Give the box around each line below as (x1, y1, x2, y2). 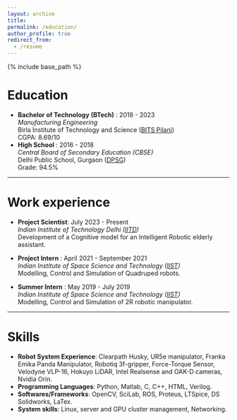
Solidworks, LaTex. (17, 397, 73, 406)
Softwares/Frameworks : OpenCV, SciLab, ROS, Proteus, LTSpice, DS (17, 390, 220, 398)
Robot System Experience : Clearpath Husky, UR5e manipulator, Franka (17, 352, 226, 361)
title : (7, 17, 27, 24)
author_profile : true (7, 30, 71, 37)
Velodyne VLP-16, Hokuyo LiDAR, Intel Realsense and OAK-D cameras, (17, 367, 223, 376)
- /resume (13, 43, 42, 50)
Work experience (7, 195, 111, 210)
